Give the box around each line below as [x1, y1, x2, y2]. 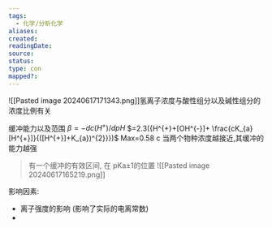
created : [8, 34, 38, 43]
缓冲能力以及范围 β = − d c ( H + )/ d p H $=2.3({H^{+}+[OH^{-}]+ [8, 122, 210, 133]
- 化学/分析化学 [15, 19, 63, 28]
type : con [8, 65, 42, 73]
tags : [8, 11, 27, 20]
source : [8, 49, 35, 58]
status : [8, 58, 35, 66]
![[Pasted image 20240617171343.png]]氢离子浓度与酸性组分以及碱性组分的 [8, 95, 261, 105]
